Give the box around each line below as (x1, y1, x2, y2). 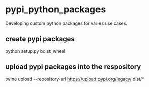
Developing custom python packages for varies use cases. (5, 20, 128, 26)
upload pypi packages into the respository (5, 63, 141, 71)
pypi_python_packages (5, 4, 106, 15)
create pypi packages (5, 35, 75, 43)
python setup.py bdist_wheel (5, 48, 66, 54)
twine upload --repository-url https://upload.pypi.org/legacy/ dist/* (5, 76, 144, 82)
